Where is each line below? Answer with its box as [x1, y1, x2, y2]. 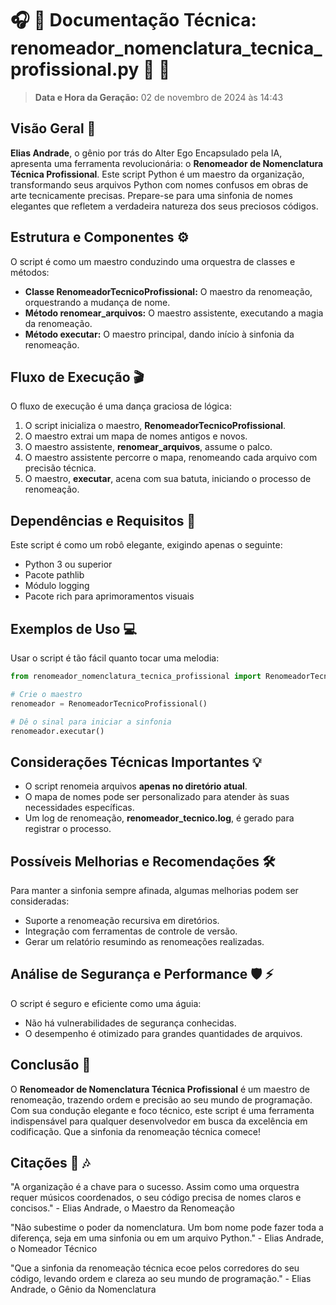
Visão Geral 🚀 [10, 120, 97, 137]
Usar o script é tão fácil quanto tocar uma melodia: [10, 652, 220, 664]
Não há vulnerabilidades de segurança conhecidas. [24, 1017, 237, 1029]
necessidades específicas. [24, 802, 135, 814]
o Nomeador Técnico [10, 1243, 98, 1255]
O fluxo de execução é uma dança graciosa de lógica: [10, 400, 232, 412]
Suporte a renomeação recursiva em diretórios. [24, 915, 220, 926]
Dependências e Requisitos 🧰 [10, 512, 197, 529]
